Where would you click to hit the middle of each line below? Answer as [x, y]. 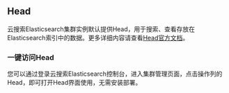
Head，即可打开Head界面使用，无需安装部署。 [74, 83]
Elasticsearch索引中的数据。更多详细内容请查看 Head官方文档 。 [98, 37]
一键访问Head [31, 57]
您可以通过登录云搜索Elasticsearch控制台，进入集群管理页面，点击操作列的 [115, 74]
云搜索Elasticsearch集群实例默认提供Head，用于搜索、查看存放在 [101, 29]
